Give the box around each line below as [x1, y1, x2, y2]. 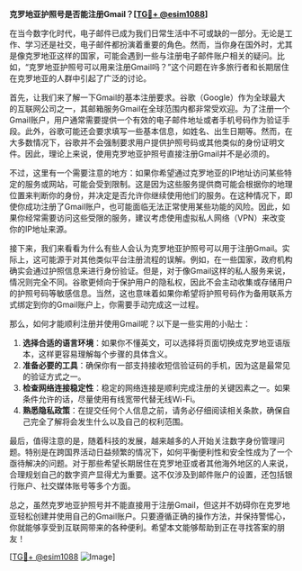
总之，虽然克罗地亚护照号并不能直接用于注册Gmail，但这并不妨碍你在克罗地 [9, 500, 290, 510]
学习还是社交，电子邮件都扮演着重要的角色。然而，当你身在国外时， [24, 40, 277, 50]
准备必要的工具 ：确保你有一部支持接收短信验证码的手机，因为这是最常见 [22, 360, 290, 370]
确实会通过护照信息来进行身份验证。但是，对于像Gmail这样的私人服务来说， [9, 266, 290, 276]
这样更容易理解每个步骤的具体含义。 [38, 349, 173, 359]
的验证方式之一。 [22, 371, 86, 382]
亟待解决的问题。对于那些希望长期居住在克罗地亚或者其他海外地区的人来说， [9, 458, 293, 468]
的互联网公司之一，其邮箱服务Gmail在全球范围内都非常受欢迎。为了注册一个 [9, 104, 290, 113]
